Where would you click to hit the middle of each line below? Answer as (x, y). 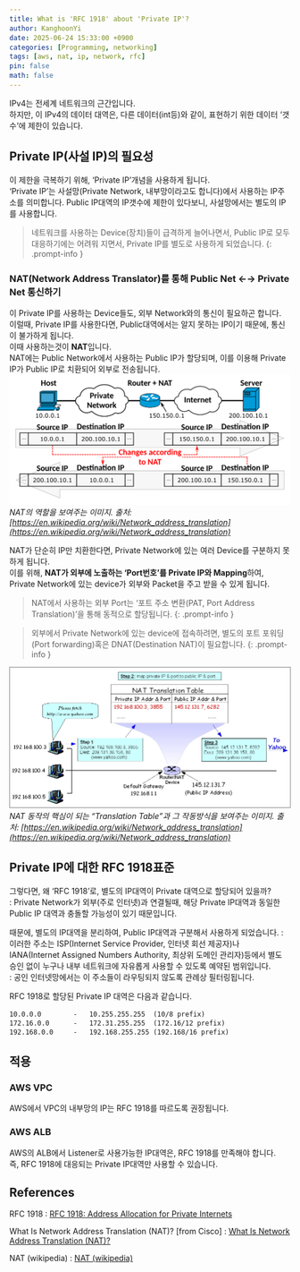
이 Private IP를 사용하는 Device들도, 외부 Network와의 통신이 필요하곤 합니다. (146, 312)
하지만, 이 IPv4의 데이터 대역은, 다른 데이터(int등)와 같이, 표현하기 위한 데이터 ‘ (146, 114)
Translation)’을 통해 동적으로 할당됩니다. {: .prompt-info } (133, 614)
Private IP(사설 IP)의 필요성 (82, 157)
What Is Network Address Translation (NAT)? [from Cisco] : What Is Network (150, 1232)
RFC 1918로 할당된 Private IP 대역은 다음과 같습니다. (100, 996)
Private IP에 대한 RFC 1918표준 (92, 868)
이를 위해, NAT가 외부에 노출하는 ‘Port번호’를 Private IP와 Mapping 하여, (137, 572)
